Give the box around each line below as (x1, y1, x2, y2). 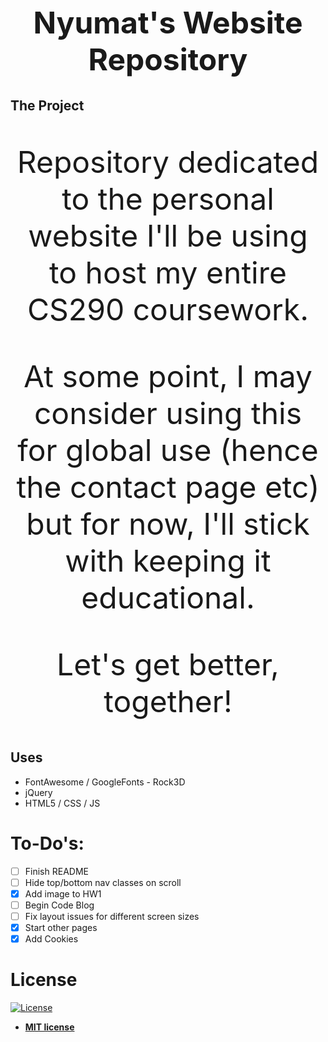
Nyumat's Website (33, 4, 303, 42)
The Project (10, 97, 85, 115)
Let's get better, (56, 646, 280, 684)
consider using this (33, 394, 303, 433)
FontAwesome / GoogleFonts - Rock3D (24, 776, 186, 788)
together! (103, 682, 233, 721)
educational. (81, 579, 255, 617)
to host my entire (49, 254, 287, 292)
